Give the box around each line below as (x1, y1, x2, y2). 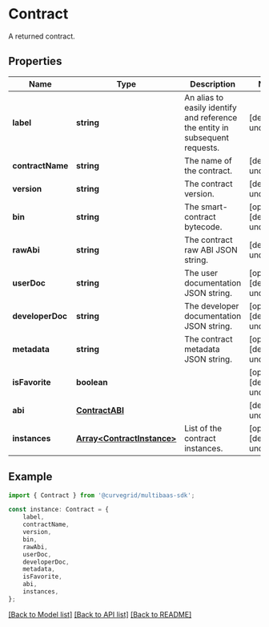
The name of (183, 155, 232, 166)
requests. (183, 142, 220, 153)
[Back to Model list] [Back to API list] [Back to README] (8, 609, 192, 619)
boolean (75, 376, 108, 387)
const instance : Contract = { (8, 506, 110, 514)
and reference (183, 111, 238, 123)
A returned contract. (8, 31, 76, 41)
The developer (183, 300, 239, 311)
